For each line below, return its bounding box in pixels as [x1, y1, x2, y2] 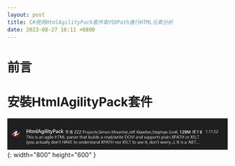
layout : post [7, 11, 45, 18]
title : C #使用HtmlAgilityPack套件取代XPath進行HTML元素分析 [7, 18, 173, 26]
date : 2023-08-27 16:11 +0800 [7, 26, 96, 33]
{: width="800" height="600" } [7, 151, 97, 159]
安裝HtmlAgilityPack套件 [7, 94, 152, 110]
